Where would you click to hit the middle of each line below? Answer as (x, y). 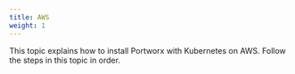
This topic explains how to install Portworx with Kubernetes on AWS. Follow (148, 50)
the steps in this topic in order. (65, 60)
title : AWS (29, 17)
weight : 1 (28, 26)
